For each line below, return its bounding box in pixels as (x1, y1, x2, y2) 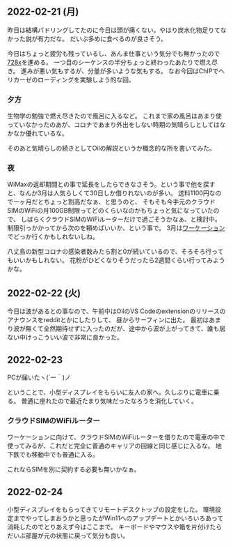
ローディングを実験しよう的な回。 (37, 75, 136, 84)
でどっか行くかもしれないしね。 (7, 232, 99, 241)
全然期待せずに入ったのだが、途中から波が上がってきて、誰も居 (43, 324, 226, 333)
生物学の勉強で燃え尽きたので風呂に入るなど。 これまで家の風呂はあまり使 (7, 112, 223, 120)
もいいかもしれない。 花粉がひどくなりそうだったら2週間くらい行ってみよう (7, 256, 225, 264)
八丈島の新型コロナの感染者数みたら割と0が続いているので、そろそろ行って (7, 248, 224, 256)
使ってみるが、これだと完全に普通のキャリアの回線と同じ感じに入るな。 (7, 441, 214, 450)
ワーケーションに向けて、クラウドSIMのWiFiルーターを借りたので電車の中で (7, 433, 226, 441)
